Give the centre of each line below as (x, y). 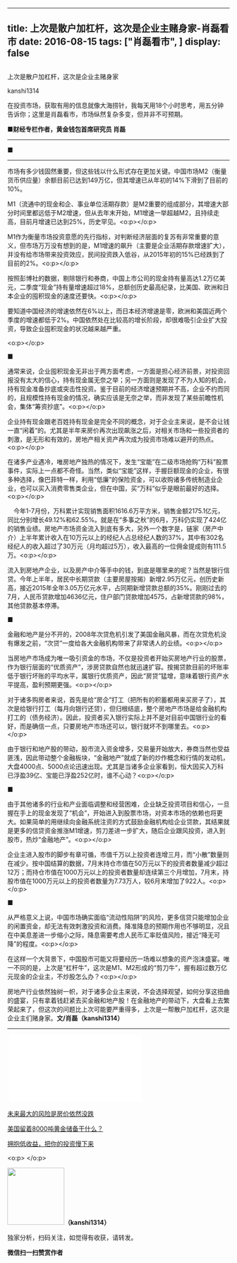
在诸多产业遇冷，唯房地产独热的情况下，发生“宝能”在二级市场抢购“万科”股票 (118, 461)
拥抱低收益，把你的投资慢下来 (50, 1143)
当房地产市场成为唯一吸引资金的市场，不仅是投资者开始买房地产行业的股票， (119, 658)
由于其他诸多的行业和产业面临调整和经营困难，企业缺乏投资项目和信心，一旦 (119, 804)
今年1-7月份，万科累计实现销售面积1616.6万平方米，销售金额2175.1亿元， (119, 511)
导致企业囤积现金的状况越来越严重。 (72, 328)
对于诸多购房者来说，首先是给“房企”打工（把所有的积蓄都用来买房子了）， (114, 699)
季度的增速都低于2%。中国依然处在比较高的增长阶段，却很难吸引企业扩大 (114, 320)
